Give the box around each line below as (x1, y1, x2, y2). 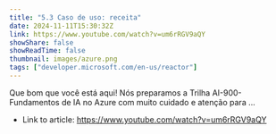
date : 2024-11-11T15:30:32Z (9, 21, 114, 30)
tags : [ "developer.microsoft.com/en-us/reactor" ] (9, 63, 198, 72)
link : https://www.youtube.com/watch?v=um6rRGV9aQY (9, 29, 205, 38)
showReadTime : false (9, 46, 87, 55)
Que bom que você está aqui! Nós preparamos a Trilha (9, 87, 211, 98)
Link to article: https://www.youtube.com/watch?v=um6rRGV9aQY (21, 113, 267, 125)
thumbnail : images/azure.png (9, 54, 118, 63)
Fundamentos (9, 96, 60, 107)
